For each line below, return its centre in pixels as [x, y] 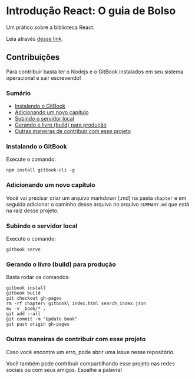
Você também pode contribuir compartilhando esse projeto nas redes [90, 363]
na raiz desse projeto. [32, 210]
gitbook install [26, 288]
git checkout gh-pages [34, 299]
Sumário [19, 93]
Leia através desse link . [35, 38]
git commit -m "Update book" [42, 319]
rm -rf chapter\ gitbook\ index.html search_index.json [76, 304]
